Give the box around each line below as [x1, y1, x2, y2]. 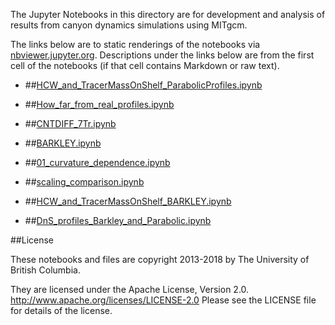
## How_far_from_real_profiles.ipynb [24, 99, 175, 110]
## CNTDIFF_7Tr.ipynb [24, 118, 117, 129]
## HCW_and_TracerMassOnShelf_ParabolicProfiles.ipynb [24, 79, 263, 91]
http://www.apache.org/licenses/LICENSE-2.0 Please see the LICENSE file [10, 294, 317, 306]
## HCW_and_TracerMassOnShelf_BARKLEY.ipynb [24, 195, 232, 207]
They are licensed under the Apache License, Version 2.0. [10, 284, 250, 295]
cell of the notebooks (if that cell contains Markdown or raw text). [10, 60, 280, 71]
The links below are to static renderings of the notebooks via [10, 39, 261, 50]
